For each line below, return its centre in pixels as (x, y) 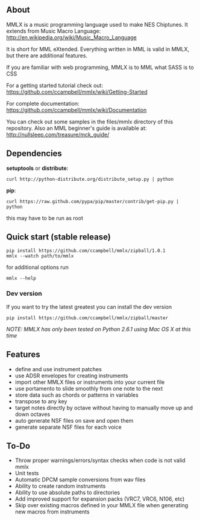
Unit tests (27, 473)
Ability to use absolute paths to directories (67, 493)
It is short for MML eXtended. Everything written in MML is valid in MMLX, (98, 49)
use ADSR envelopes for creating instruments (71, 375)
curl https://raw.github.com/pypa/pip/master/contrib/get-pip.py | (93, 201)
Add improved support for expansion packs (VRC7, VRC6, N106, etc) (100, 499)
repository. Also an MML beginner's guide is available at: (77, 128)
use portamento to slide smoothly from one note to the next (89, 388)
